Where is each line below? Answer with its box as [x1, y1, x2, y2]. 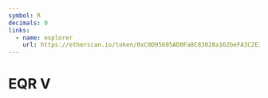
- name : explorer [15, 33, 73, 42]
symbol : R [8, 11, 41, 20]
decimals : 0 [8, 19, 48, 27]
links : [8, 26, 30, 34]
